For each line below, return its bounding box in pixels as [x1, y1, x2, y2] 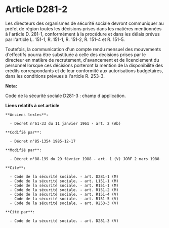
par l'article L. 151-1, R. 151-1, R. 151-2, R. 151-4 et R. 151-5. [5, 36, 125, 42]
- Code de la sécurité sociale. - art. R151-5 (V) [10, 196, 119, 201]
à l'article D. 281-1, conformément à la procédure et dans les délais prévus [5, 31, 160, 37]
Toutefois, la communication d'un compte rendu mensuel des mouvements [5, 46, 161, 52]
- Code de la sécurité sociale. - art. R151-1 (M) [10, 183, 119, 188]
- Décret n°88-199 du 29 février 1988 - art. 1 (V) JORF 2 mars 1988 [10, 156, 159, 161]
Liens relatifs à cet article [5, 102, 60, 108]
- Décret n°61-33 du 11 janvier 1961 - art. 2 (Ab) [10, 121, 121, 126]
